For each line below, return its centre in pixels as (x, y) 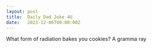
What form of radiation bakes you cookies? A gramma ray (76, 39)
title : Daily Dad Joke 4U (39, 17)
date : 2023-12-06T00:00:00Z (43, 22)
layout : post (22, 11)
